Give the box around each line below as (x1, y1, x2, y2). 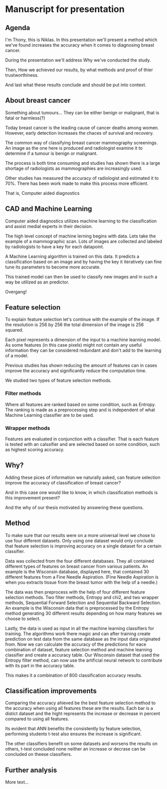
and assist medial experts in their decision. (5, 223, 93, 229)
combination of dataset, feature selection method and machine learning (5, 646, 153, 652)
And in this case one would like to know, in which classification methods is (5, 489, 158, 495)
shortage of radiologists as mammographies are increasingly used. (5, 165, 143, 171)
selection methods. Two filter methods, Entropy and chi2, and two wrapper (5, 594, 159, 600)
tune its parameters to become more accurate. (5, 264, 101, 270)
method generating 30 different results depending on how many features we (5, 610, 163, 616)
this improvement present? (5, 494, 60, 500)
